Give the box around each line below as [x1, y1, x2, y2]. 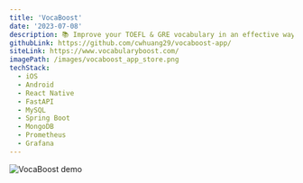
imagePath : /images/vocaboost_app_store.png [9, 55, 179, 64]
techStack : [9, 64, 50, 73]
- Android [17, 80, 54, 89]
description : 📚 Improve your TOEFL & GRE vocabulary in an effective [9, 30, 280, 39]
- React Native [17, 88, 75, 97]
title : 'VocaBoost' [9, 13, 83, 23]
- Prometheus [17, 131, 67, 140]
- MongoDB [17, 123, 54, 132]
